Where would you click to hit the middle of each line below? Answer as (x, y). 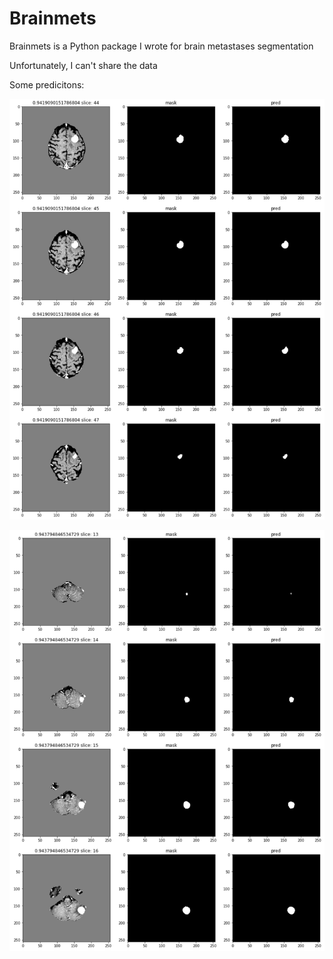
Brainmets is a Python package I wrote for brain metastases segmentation (161, 46)
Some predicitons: (47, 84)
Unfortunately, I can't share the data (83, 65)
